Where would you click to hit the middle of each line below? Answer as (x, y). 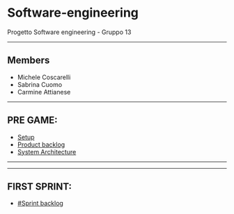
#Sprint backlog (40, 204)
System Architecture (47, 151)
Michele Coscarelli (44, 77)
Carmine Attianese (44, 92)
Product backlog (41, 145)
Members (29, 60)
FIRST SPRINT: (39, 187)
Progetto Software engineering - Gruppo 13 (69, 32)
